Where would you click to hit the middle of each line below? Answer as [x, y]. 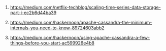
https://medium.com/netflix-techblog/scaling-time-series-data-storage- [85, 7]
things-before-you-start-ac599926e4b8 [52, 43]
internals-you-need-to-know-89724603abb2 [57, 28]
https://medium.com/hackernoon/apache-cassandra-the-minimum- [81, 22]
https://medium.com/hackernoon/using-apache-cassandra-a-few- [80, 38]
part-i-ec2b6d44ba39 [33, 13]
